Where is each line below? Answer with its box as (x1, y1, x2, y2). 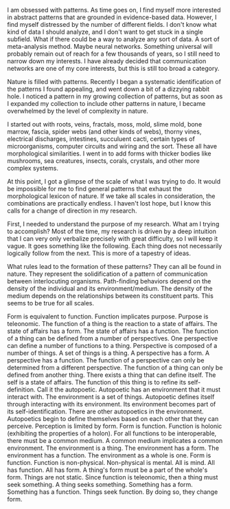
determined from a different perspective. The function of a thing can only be (7, 364, 223, 371)
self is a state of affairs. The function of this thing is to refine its (7, 378, 187, 386)
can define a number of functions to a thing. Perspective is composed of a (7, 342, 218, 349)
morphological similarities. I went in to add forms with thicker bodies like (7, 149, 211, 158)
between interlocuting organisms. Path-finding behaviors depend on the (7, 277, 211, 285)
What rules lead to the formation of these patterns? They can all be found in (7, 263, 222, 270)
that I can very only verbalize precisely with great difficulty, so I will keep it (7, 235, 218, 243)
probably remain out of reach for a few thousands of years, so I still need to (7, 50, 220, 58)
